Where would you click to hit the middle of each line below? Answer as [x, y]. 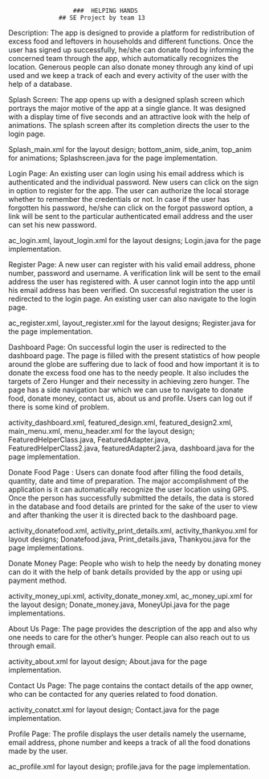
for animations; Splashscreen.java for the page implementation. [113, 158]
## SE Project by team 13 [102, 18]
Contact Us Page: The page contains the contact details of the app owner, [131, 686]
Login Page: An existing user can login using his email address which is [126, 173]
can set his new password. [53, 225]
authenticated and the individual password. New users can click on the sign [133, 182]
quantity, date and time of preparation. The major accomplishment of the [128, 481]
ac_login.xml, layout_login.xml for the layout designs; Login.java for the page [135, 240]
